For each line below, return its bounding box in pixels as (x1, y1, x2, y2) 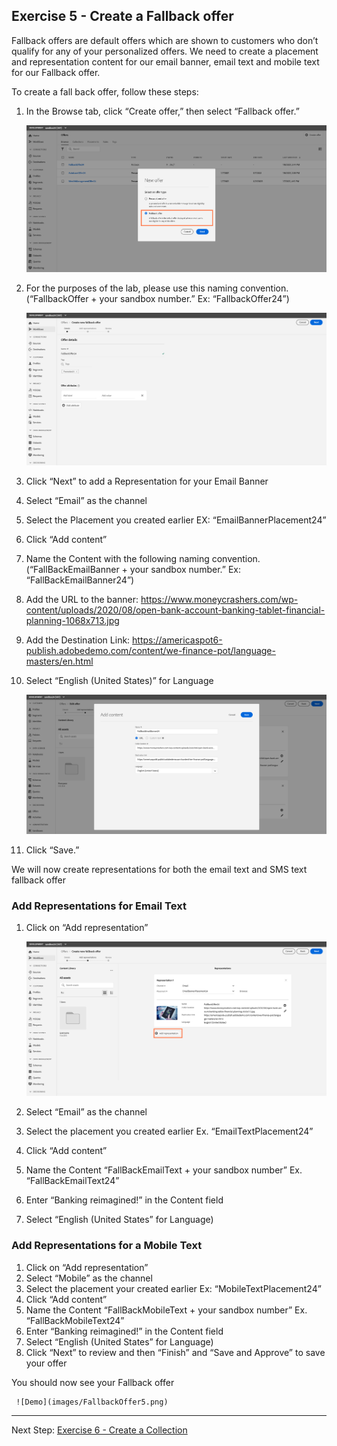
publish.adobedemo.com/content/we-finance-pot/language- (25, 645, 276, 657)
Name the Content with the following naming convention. (25, 553, 261, 565)
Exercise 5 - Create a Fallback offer (11, 8, 234, 25)
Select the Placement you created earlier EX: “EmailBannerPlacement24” (25, 514, 327, 526)
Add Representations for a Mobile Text (11, 1239, 203, 1253)
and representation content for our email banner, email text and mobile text (11, 55, 320, 68)
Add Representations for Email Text (11, 899, 187, 913)
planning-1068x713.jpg (25, 615, 120, 627)
